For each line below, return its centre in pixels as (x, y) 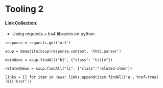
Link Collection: (21, 23)
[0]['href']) (18, 82)
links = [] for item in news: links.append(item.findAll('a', (70, 77)
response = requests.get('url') (38, 43)
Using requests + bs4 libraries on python (53, 34)
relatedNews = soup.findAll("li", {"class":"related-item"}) (69, 69)
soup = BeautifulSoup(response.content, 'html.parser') (63, 52)
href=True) (148, 77)
